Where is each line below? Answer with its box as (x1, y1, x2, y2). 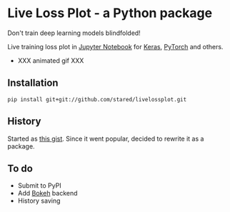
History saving (17, 196, 61, 205)
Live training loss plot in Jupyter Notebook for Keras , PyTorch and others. (7, 42, 224, 51)
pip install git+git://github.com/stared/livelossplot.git (7, 96, 187, 103)
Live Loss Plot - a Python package (7, 5, 213, 21)
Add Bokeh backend (17, 189, 78, 198)
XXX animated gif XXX (17, 56, 84, 65)
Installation (7, 77, 59, 89)
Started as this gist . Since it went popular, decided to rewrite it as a (7, 134, 204, 143)
